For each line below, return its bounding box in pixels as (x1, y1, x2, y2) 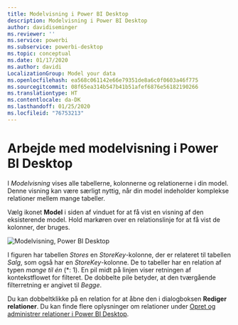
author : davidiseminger (7, 23, 78, 31)
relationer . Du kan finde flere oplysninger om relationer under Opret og (7, 302, 216, 310)
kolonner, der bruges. (7, 223, 70, 231)
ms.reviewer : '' (7, 30, 55, 38)
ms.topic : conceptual (7, 50, 72, 58)
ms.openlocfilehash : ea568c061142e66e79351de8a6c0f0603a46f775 (7, 76, 199, 84)
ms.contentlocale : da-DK (7, 97, 81, 104)
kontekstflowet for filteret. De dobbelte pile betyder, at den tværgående (7, 273, 217, 282)
